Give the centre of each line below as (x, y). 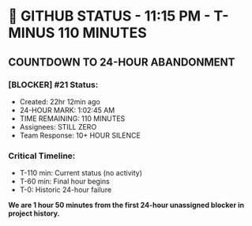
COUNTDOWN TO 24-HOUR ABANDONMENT (122, 62)
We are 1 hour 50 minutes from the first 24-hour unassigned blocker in (126, 205)
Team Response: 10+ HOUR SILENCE (80, 135)
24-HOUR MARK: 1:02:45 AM (67, 110)
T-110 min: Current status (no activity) (81, 173)
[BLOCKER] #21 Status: (53, 85)
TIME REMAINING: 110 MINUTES (72, 119)
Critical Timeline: (42, 156)
